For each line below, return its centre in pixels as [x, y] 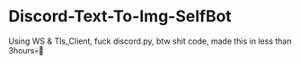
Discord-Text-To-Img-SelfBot [120, 16]
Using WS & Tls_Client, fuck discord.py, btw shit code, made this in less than [150, 41]
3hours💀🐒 [26, 50]
